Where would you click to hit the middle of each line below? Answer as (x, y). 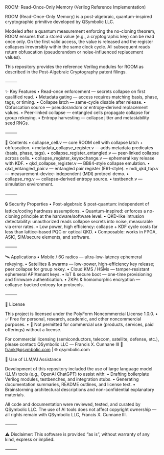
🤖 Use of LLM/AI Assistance (33, 359)
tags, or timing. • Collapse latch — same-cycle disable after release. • (76, 102)
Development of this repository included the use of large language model (79, 369)
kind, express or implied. (30, 439)
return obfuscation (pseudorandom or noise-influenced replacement (74, 52)
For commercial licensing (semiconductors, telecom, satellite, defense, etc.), (82, 339)
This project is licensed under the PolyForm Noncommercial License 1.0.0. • (82, 314)
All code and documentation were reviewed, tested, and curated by (73, 404)
